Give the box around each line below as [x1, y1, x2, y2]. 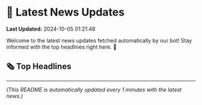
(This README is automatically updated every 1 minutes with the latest [6, 86, 182, 93]
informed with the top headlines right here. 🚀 [6, 43, 117, 50]
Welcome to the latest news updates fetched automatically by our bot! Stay [6, 37, 192, 44]
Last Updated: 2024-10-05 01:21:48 [6, 25, 96, 32]
